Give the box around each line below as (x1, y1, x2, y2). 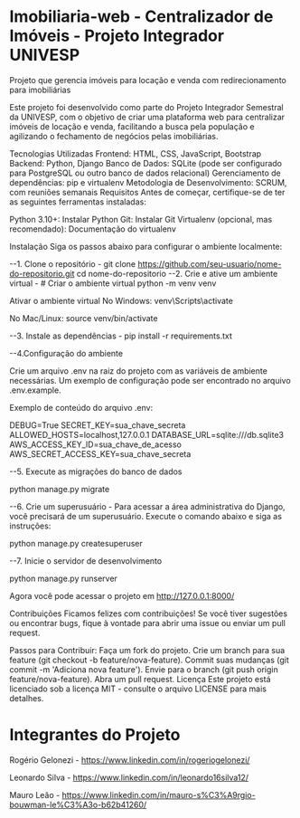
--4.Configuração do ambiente (9, 347, 124, 358)
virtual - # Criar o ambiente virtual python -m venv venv (9, 278, 217, 289)
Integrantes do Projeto (9, 725, 181, 746)
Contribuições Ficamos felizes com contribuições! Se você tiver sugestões (9, 608, 287, 619)
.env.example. (9, 385, 61, 395)
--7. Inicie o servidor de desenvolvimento (9, 555, 163, 566)
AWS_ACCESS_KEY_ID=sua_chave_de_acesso (9, 439, 183, 450)
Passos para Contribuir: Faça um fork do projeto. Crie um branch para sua (9, 644, 286, 655)
